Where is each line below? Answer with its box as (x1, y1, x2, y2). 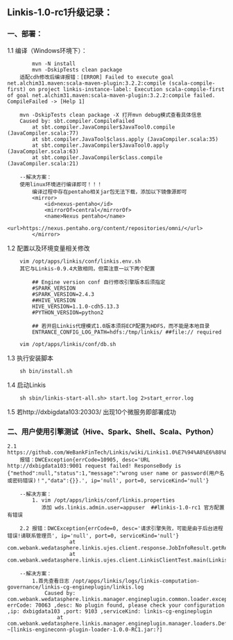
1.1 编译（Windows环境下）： (7, 46, 88, 54)
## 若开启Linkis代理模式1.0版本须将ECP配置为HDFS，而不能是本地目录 (32, 322, 210, 329)
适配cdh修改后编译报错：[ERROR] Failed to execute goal (19, 74, 174, 81)
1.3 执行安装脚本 (7, 354, 53, 362)
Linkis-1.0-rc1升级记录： (7, 6, 113, 19)
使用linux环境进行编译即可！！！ (19, 181, 103, 188)
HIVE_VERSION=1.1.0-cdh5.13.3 (32, 303, 119, 310)
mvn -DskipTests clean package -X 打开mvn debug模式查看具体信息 (19, 111, 202, 118)
